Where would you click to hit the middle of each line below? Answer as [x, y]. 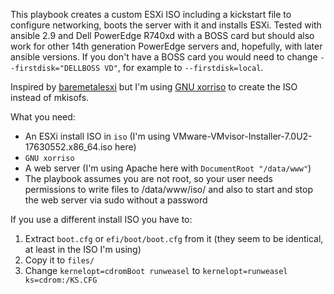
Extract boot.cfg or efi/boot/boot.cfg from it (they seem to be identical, [174, 238]
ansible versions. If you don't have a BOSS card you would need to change [164, 57]
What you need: [43, 117]
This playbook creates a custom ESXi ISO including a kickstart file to [151, 14]
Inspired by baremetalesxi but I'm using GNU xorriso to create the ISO [154, 87]
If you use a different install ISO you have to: [101, 219]
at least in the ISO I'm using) [83, 249]
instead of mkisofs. [50, 97]
